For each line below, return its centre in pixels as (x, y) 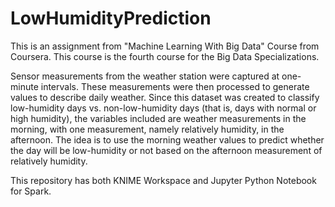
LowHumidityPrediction (111, 18)
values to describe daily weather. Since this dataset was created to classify (165, 97)
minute (24, 86)
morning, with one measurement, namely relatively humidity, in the (147, 129)
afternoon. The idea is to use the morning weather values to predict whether (167, 139)
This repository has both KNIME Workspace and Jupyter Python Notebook (163, 180)
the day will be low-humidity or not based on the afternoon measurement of (166, 150)
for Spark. (31, 191)
